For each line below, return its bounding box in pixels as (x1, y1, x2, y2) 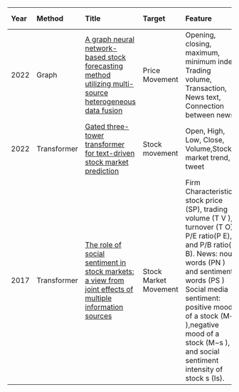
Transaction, (185, 83, 228, 93)
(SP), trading (185, 204, 228, 214)
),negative (185, 320, 219, 329)
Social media (185, 285, 229, 294)
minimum (185, 57, 216, 66)
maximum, (185, 48, 221, 58)
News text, (185, 92, 221, 102)
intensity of (185, 364, 223, 374)
